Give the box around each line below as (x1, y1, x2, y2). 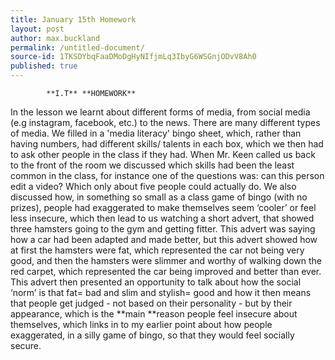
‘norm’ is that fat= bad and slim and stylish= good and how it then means (10, 287, 312, 298)
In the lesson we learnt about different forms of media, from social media (10, 106, 311, 118)
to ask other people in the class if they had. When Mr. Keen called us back (10, 149, 316, 160)
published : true (10, 61, 78, 71)
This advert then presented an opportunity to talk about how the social (10, 276, 302, 288)
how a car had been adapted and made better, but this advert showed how (10, 234, 318, 245)
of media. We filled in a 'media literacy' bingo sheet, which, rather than (10, 127, 302, 139)
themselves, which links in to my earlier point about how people (10, 319, 273, 330)
